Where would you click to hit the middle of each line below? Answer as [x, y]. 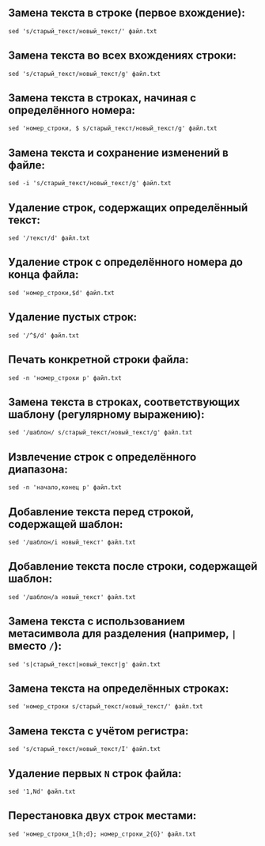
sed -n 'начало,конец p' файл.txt [65, 487]
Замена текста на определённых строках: [119, 688]
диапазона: [38, 469]
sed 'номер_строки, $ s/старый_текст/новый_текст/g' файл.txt [113, 129]
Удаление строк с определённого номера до [126, 262]
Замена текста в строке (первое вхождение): [127, 13]
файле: [26, 165]
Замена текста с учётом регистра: [98, 731]
